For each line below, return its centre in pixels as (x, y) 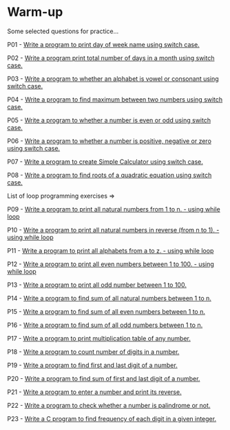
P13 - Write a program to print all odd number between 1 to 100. (97, 285)
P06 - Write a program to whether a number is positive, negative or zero (109, 141)
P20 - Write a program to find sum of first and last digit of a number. (104, 378)
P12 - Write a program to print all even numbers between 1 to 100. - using (111, 264)
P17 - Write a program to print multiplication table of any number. (99, 338)
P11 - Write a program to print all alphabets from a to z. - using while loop (111, 250)
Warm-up (35, 12)
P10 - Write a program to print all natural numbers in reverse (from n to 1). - (113, 230)
